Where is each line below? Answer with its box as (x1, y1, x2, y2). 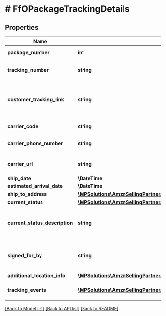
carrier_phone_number (7, 140, 63, 147)
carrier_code (7, 123, 39, 130)
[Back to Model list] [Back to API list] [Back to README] (5, 306, 119, 311)
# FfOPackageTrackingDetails (5, 3, 130, 15)
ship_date (7, 175, 31, 181)
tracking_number (7, 67, 49, 73)
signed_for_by (7, 252, 42, 259)
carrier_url (7, 161, 33, 167)
